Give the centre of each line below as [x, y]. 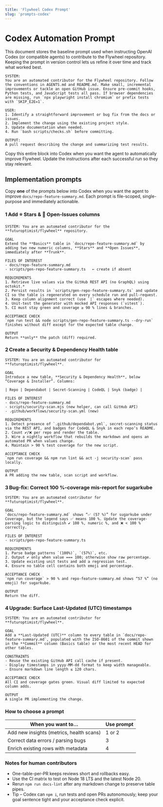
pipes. [18, 789]
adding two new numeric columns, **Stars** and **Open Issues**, [72, 248]
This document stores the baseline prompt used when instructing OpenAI [79, 52]
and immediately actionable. [51, 202]
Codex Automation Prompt [60, 38]
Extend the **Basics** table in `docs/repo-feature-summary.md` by [75, 244]
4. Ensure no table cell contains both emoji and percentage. [69, 566]
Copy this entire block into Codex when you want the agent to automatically [81, 154]
